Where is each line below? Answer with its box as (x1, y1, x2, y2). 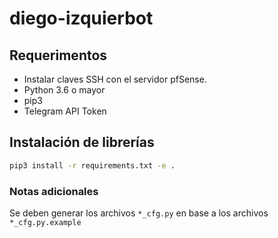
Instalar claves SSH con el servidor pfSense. (23, 73, 207, 85)
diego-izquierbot (9, 7, 154, 30)
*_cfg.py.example (9, 217, 82, 227)
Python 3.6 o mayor (23, 84, 106, 96)
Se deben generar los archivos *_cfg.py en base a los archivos (9, 207, 269, 219)
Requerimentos (9, 47, 108, 64)
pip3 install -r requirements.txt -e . (9, 160, 176, 171)
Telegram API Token (23, 105, 107, 117)
